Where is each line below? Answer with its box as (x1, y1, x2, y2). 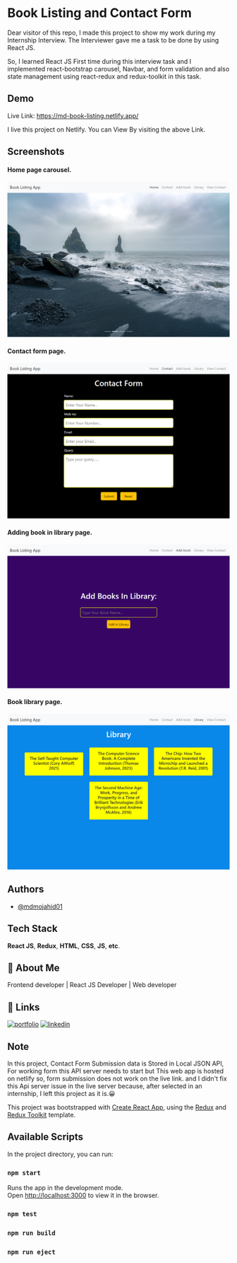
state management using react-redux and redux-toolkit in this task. (7, 72, 202, 81)
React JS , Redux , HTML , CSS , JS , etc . (7, 941, 121, 950)
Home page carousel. (7, 165, 72, 174)
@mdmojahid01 (17, 902, 63, 911)
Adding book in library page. (7, 528, 93, 536)
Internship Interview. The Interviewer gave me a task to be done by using (7, 35, 219, 44)
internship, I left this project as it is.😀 (7, 1090, 116, 1098)
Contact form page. (7, 347, 66, 355)
